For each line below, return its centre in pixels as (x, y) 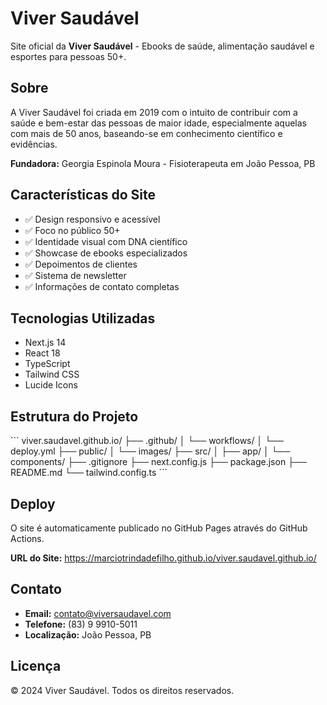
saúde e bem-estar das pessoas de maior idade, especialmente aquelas (159, 123)
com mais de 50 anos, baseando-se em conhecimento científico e (146, 133)
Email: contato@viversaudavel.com (98, 613)
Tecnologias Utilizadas (83, 318)
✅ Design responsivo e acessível (92, 219)
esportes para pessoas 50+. (68, 56)
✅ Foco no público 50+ (72, 230)
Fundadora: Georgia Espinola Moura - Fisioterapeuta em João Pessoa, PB (163, 163)
